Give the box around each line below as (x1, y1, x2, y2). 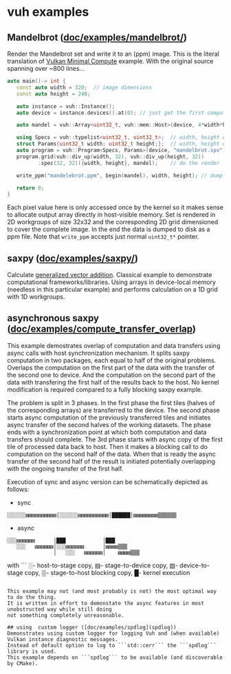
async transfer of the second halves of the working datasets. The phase (7, 420, 212, 428)
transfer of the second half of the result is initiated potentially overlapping (7, 457, 215, 465)
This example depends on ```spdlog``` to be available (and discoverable (7, 654, 223, 661)
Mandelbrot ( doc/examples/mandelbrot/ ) (7, 32, 188, 43)
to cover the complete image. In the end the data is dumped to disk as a (7, 225, 210, 234)
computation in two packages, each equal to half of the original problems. (7, 356, 217, 365)
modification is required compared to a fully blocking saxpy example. (7, 385, 203, 393)
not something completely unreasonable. (7, 611, 125, 619)
